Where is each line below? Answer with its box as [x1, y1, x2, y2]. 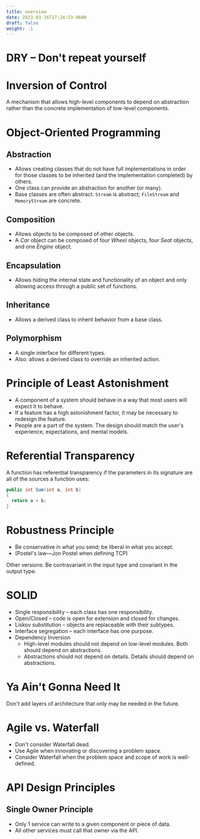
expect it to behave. [14, 402, 64, 410]
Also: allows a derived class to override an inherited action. [14, 355, 160, 363]
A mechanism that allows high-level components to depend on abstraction [6, 98, 189, 105]
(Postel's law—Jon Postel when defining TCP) [14, 549, 128, 557]
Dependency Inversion [14, 634, 70, 641]
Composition [6, 214, 56, 224]
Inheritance [6, 300, 50, 310]
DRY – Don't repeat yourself [6, 51, 146, 65]
